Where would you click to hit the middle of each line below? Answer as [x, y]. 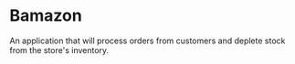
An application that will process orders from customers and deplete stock [147, 41]
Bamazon [46, 16]
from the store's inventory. [59, 50]
